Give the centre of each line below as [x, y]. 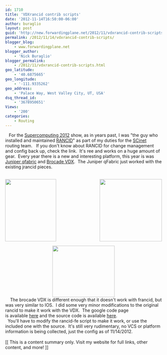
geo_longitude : [21, 79]
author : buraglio [23, 24]
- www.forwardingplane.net [42, 47]
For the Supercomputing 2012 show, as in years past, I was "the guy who [83, 135]
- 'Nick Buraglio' [33, 56]
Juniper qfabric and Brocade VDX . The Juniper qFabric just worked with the [83, 161]
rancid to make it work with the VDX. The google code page [67, 310]
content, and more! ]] [27, 347]
